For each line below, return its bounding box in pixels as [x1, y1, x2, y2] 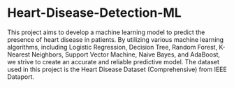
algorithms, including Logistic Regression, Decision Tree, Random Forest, [7, 43, 218, 51]
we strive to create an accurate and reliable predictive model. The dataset [7, 57, 220, 66]
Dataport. [7, 72, 35, 81]
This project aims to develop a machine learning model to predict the [7, 28, 205, 36]
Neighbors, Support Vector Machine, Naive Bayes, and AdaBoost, [31, 50, 221, 59]
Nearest [7, 50, 30, 59]
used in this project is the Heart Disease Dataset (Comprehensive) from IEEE [7, 65, 227, 73]
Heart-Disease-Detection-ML [7, 5, 182, 21]
